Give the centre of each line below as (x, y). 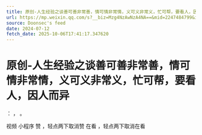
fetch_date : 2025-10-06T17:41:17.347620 (58, 34)
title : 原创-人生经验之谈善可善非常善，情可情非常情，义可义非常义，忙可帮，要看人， (100, 12)
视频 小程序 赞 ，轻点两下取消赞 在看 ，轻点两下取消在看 (76, 126)
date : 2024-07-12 (28, 28)
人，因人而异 (38, 96)
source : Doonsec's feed (36, 23)
